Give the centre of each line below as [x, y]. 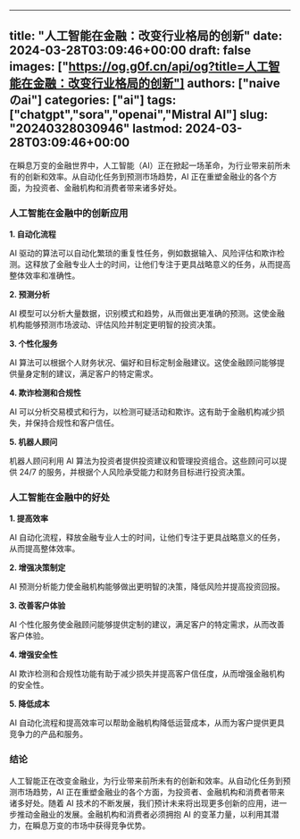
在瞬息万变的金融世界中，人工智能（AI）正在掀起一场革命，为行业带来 [138, 165]
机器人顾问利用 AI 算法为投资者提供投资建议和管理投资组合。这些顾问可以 [144, 461]
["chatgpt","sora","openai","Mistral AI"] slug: [139, 115]
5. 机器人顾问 [33, 442]
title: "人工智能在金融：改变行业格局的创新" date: [146, 36]
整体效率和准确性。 [45, 276]
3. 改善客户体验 [37, 606]
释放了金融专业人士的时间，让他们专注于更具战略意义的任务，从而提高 [162, 264]
